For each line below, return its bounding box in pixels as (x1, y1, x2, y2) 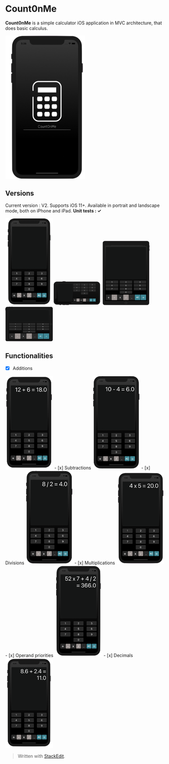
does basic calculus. (5, 25, 48, 31)
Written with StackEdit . (17, 753, 66, 759)
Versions (5, 189, 34, 198)
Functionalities (5, 352, 53, 360)
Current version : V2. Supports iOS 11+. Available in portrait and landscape (5, 202, 160, 208)
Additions (12, 365, 33, 371)
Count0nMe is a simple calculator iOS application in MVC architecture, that (5, 20, 162, 26)
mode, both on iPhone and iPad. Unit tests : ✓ (5, 208, 102, 214)
